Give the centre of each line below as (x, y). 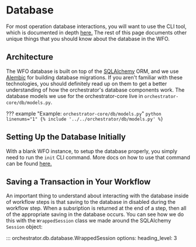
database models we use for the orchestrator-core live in (75, 96)
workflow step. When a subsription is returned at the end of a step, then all (96, 208)
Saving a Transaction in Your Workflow (78, 182)
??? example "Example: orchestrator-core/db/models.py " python (84, 113)
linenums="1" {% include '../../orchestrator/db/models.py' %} (85, 119)
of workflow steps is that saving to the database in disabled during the (91, 202)
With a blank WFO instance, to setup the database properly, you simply (92, 151)
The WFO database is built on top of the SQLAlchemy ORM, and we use (92, 71)
